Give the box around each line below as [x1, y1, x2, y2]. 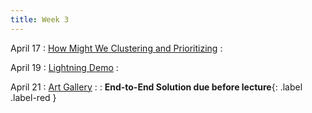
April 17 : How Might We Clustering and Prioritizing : [10, 42, 223, 54]
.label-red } [10, 91, 57, 103]
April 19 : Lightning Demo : [10, 61, 119, 73]
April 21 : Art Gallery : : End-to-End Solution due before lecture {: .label [10, 81, 303, 93]
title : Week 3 [10, 14, 70, 25]
